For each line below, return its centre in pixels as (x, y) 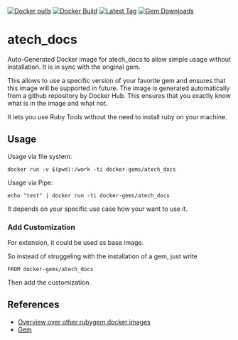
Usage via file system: (40, 156)
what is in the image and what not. (58, 103)
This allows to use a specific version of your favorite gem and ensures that (117, 80)
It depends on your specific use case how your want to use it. (98, 209)
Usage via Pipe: (30, 182)
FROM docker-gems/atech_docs (50, 270)
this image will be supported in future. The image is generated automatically (119, 88)
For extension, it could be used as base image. (76, 243)
